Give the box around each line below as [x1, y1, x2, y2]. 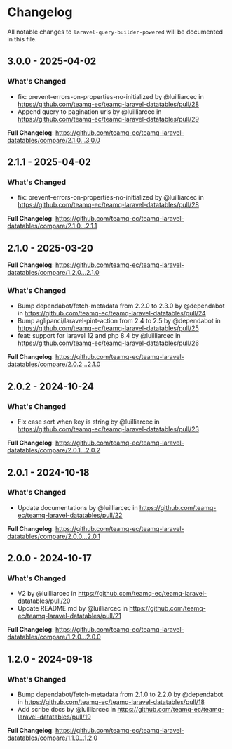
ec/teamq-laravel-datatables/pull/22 [17, 511, 123, 519]
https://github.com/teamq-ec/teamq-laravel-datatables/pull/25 [17, 324, 200, 332]
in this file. [7, 34, 37, 43]
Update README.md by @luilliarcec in [17, 604, 128, 613]
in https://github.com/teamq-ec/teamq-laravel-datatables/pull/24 [17, 309, 207, 318]
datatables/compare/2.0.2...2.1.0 [7, 360, 101, 369]
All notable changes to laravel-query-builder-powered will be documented [7, 27, 223, 36]
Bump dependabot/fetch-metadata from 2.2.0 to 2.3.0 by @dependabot [17, 301, 226, 310]
